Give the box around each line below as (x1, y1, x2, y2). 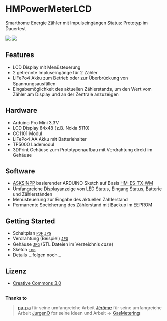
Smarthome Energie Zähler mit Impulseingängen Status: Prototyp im (5, 20, 148, 26)
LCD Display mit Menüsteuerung (12, 64, 81, 70)
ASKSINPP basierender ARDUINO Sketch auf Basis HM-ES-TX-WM (12, 180, 154, 186)
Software (5, 167, 35, 175)
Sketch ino (12, 247, 36, 253)
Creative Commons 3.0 (12, 280, 61, 286)
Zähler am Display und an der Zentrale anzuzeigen (12, 91, 119, 97)
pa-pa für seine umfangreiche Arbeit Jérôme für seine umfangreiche (17, 305, 162, 311)
